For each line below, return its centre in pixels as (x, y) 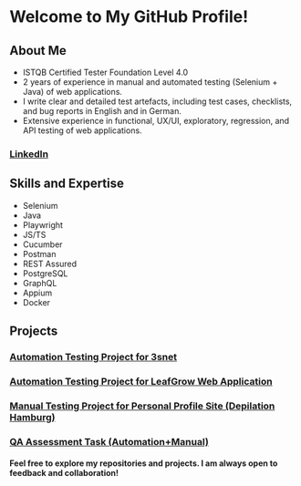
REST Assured (50, 264)
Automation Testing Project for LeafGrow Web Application (141, 381)
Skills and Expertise (67, 184)
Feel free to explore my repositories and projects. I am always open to (144, 463)
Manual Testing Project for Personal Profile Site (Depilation (142, 406)
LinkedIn (29, 154)
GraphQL (40, 283)
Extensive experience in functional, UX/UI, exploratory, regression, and (156, 121)
